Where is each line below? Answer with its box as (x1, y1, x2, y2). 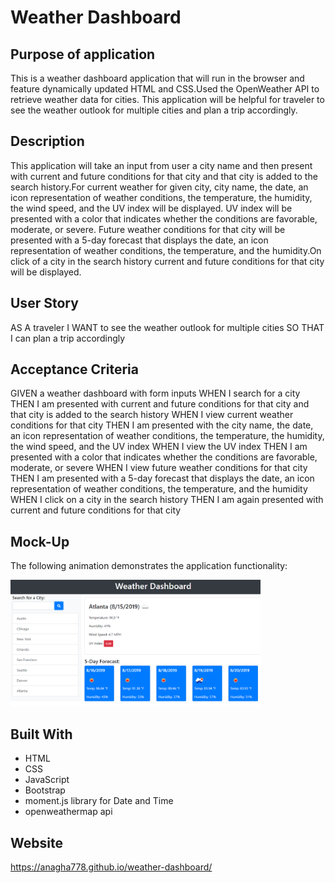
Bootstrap (24, 784, 66, 796)
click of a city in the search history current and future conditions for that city (10, 255, 325, 267)
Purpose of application (10, 46, 156, 63)
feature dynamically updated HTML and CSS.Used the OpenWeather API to (10, 83, 320, 95)
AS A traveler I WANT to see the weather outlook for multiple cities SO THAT (10, 321, 325, 333)
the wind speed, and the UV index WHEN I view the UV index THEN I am (10, 441, 308, 453)
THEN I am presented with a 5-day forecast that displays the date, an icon (10, 472, 315, 485)
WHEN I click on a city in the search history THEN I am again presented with (10, 494, 324, 506)
